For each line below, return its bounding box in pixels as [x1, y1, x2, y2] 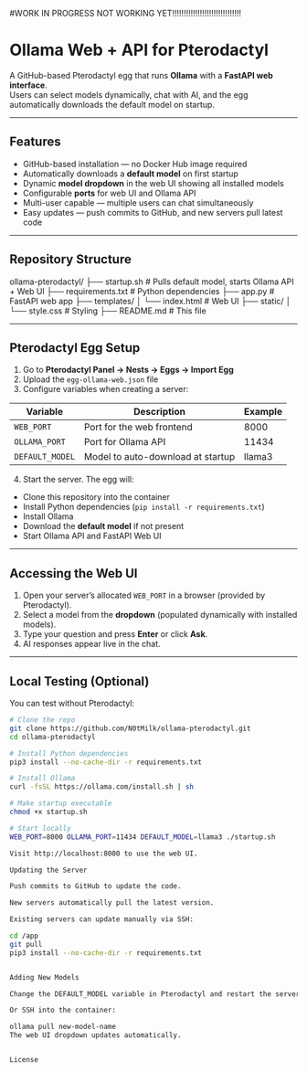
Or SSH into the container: [9, 1005, 117, 1015]
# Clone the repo [9, 716, 76, 725]
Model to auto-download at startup [83, 451, 236, 463]
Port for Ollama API [83, 436, 166, 449]
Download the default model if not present [22, 521, 185, 532]
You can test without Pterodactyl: [9, 698, 135, 708]
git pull [9, 939, 43, 949]
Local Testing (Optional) [9, 674, 150, 689]
